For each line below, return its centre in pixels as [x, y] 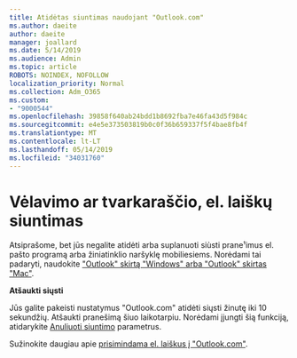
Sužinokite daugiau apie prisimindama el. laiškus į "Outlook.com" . [129, 344]
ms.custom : [29, 100]
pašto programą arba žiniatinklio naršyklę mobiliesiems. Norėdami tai [135, 255]
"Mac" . [22, 274]
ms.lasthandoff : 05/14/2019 [61, 149]
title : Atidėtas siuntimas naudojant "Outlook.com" [106, 17]
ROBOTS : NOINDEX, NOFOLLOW [59, 76]
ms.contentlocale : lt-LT [55, 141]
